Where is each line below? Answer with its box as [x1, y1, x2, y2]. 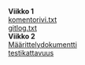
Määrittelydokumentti [8, 40, 77, 49]
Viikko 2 [8, 31, 35, 41]
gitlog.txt [8, 23, 38, 32]
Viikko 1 [8, 7, 34, 16]
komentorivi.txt [8, 15, 57, 24]
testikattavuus [8, 49, 54, 57]
